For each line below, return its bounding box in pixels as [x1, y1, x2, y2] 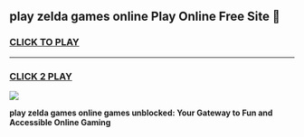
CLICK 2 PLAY [9, 69, 72, 82]
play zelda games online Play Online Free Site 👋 [9, 9, 280, 24]
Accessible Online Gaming [9, 116, 111, 127]
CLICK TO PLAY [9, 36, 80, 49]
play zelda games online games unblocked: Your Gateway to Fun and [9, 107, 273, 118]
